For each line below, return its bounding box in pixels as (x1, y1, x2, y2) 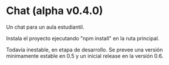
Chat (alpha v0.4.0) (6, 4, 103, 18)
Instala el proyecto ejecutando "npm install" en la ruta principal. (6, 35, 160, 42)
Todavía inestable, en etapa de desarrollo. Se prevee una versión (6, 46, 163, 53)
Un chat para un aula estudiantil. (6, 23, 84, 30)
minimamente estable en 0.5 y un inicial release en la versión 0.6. (6, 52, 164, 59)
